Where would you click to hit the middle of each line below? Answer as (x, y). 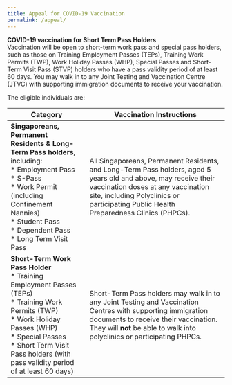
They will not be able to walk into (143, 328)
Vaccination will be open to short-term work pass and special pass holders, (114, 47)
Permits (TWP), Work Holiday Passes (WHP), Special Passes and (99, 62)
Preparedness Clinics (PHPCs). (140, 213)
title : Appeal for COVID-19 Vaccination (66, 14)
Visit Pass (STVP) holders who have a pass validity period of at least (120, 69)
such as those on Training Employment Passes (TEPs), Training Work (105, 54)
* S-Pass (26, 178)
